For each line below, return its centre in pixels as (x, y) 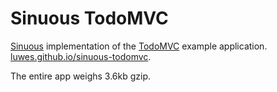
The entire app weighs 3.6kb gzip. (81, 76)
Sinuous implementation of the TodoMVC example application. (139, 46)
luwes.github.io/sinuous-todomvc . (81, 56)
